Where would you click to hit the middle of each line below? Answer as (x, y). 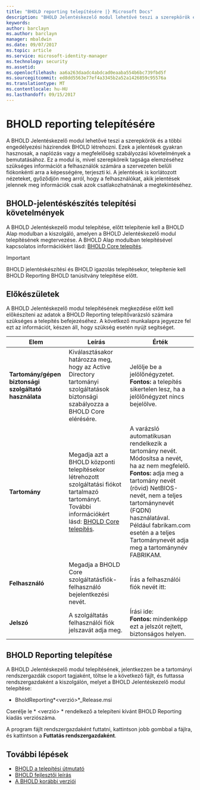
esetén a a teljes (153, 533)
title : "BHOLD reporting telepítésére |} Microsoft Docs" (79, 12)
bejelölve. (143, 404)
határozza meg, (90, 359)
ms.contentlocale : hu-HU (37, 89)
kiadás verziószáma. (31, 718)
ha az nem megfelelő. (160, 466)
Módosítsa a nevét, (157, 459)
